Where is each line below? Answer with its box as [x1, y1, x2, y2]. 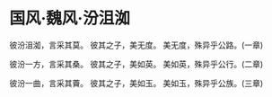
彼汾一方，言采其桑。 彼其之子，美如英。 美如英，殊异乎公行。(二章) [9, 58, 264, 69]
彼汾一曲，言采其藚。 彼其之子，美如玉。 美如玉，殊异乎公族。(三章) [9, 77, 264, 88]
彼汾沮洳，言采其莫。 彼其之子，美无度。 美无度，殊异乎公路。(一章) [9, 40, 264, 50]
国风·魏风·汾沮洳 [9, 8, 130, 29]
